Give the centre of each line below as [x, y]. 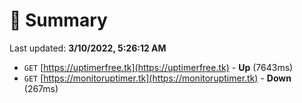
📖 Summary [58, 20]
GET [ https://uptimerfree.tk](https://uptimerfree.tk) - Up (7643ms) [158, 67]
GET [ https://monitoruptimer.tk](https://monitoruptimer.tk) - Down [157, 78]
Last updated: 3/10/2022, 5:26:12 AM [88, 48]
